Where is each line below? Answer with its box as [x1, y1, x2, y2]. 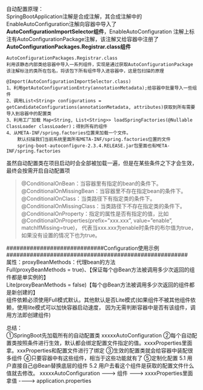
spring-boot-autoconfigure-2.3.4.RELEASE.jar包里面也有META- [17, 143, 170, 149]
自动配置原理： [6, 5, 44, 12]
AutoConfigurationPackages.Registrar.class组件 [6, 43, 131, 50]
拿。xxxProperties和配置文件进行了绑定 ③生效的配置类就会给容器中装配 [6, 347, 188, 354]
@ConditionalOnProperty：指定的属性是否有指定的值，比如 [21, 210, 169, 217]
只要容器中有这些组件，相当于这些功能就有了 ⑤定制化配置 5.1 [31, 354, 186, 362]
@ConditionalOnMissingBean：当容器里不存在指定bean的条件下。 [21, 187, 187, 195]
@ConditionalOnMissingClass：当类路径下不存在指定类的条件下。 [21, 203, 186, 210]
